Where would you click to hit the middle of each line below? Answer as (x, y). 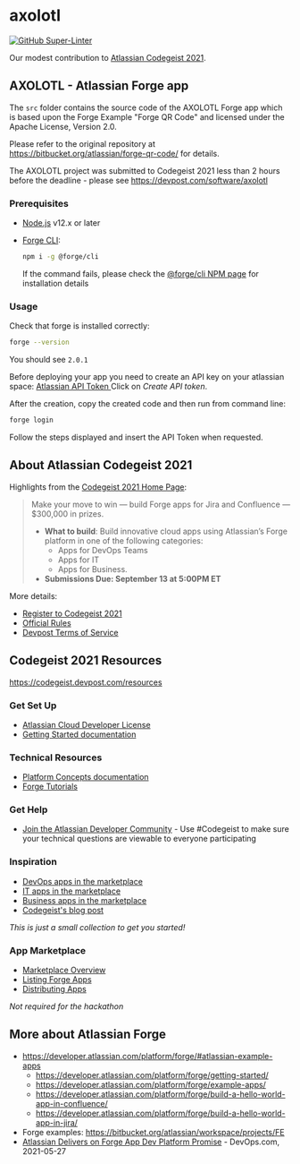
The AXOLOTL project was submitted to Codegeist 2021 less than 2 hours (145, 170)
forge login (31, 420)
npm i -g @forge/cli (60, 257)
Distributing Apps (54, 989)
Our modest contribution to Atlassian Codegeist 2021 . (108, 57)
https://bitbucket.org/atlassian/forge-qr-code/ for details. (115, 153)
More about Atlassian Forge (88, 1035)
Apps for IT (79, 560)
